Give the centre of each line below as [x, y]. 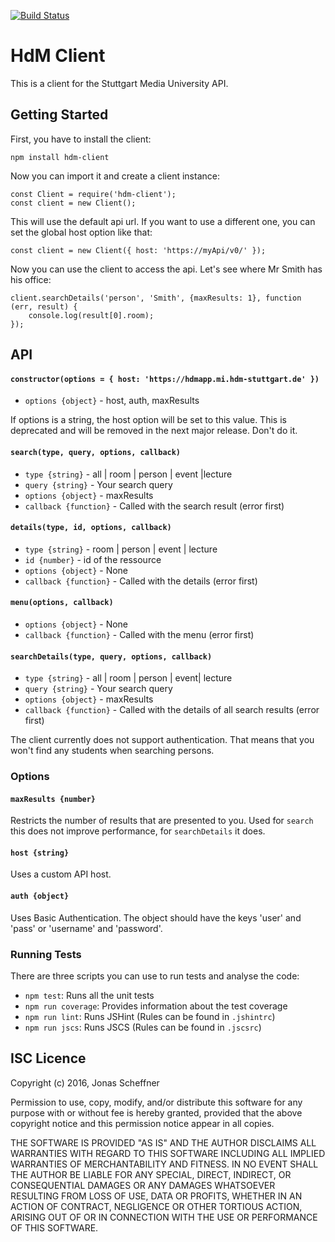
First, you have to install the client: [81, 139]
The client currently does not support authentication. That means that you [162, 740]
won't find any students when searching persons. [112, 751]
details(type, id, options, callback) [91, 528]
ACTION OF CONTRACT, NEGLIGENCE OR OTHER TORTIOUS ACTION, [156, 1206]
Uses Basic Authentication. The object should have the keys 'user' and [156, 917]
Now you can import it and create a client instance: [115, 176]
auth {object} [40, 896]
